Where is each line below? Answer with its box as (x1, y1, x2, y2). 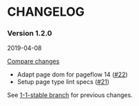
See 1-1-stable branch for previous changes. (7, 91, 133, 99)
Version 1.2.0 (7, 29, 53, 38)
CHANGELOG (7, 4, 85, 20)
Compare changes (7, 57, 60, 66)
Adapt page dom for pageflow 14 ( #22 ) (17, 70, 129, 79)
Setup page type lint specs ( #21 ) (17, 78, 110, 86)
